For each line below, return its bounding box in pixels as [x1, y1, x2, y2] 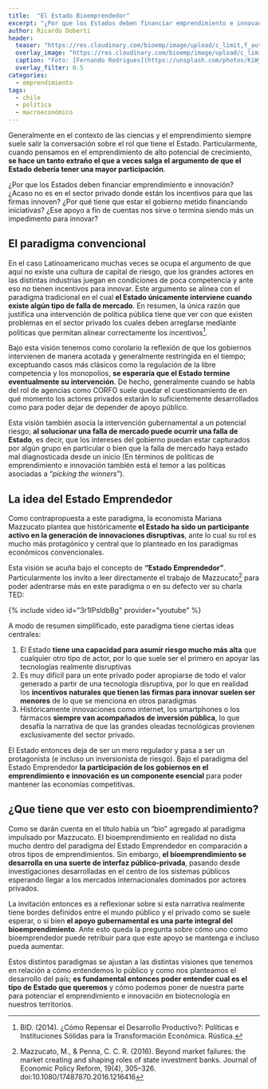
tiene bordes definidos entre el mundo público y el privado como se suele [8, 907, 250, 917]
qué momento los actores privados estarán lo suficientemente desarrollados [8, 394, 259, 404]
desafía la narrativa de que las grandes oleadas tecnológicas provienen [19, 721, 255, 731]
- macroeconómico [15, 109, 73, 117]
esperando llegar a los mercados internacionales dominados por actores [8, 875, 247, 884]
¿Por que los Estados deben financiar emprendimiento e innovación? [8, 180, 234, 189]
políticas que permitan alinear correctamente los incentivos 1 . [8, 326, 208, 337]
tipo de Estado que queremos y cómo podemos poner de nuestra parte [8, 982, 245, 992]
